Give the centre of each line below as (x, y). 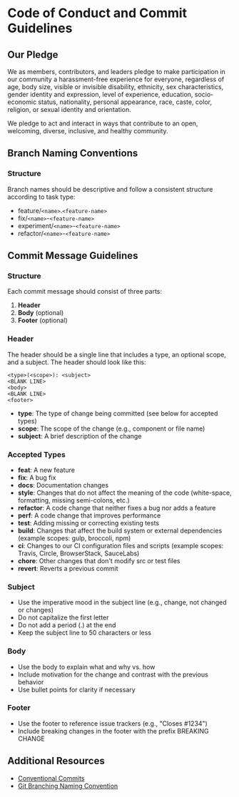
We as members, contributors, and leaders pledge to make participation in (117, 72)
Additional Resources (56, 761)
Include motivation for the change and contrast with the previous (113, 674)
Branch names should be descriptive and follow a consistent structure (110, 189)
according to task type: (41, 197)
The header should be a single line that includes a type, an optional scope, (117, 354)
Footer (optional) (42, 320)
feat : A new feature (46, 470)
